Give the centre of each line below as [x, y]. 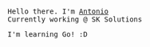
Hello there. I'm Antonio [58, 12]
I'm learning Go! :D [48, 34]
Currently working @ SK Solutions [75, 20]
